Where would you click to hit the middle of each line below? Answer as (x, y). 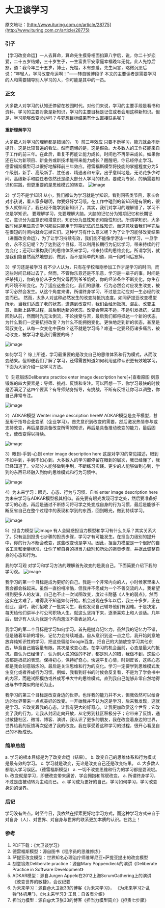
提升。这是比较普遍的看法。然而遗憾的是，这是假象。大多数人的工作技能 (78, 148)
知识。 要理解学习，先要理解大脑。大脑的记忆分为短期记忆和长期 (83, 214)
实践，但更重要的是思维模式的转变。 (50, 185)
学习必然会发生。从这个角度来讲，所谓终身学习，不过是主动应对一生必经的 (80, 291)
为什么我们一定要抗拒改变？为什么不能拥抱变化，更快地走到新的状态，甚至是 (82, 322)
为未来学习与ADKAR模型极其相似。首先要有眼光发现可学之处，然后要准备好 (81, 498)
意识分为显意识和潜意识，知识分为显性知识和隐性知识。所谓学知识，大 (84, 219)
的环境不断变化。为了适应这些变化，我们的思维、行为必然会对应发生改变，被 (82, 285)
